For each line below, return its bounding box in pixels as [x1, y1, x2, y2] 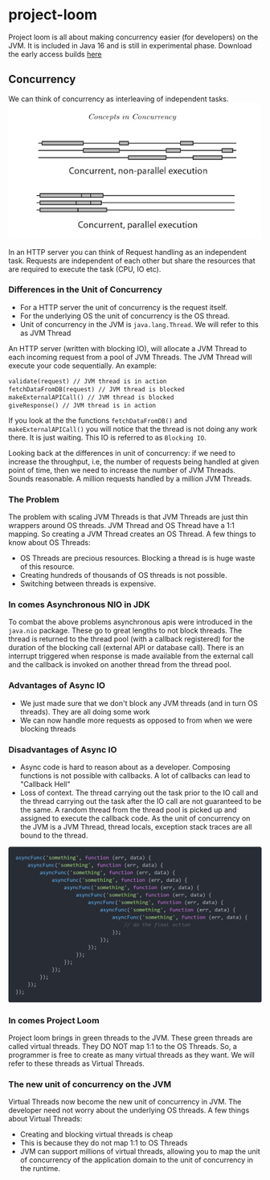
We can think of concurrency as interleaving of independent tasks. [8, 94, 229, 104]
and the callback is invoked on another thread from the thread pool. [8, 660, 231, 670]
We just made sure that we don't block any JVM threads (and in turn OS [19, 698, 259, 708]
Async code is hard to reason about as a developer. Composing [19, 762, 231, 772]
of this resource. [19, 562, 75, 572]
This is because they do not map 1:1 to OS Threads [19, 1138, 188, 1148]
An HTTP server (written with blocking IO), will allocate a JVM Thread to [8, 343, 247, 353]
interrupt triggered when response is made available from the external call [8, 651, 254, 661]
